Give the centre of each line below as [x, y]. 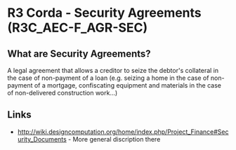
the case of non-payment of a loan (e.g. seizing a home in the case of [108, 78]
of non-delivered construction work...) [63, 93]
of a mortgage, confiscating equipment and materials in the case [127, 85]
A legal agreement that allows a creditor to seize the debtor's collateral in [113, 70]
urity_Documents [42, 139]
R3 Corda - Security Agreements [104, 13]
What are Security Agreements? [79, 54]
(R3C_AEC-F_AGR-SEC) [78, 28]
